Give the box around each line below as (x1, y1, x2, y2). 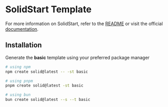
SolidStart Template (5, 4, 92, 15)
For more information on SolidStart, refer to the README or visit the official (5, 20, 163, 27)
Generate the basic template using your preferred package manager (5, 54, 150, 60)
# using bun (5, 92, 31, 98)
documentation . (5, 26, 39, 32)
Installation (5, 41, 42, 50)
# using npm (5, 64, 31, 70)
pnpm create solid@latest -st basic (5, 83, 83, 88)
